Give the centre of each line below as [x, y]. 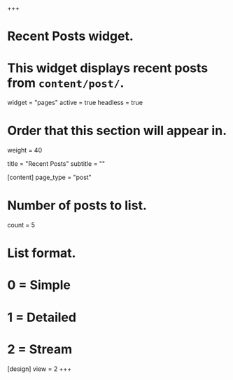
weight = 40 [25, 150]
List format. [42, 253]
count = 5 [21, 225]
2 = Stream [40, 349]
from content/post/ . [66, 83]
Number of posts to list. [77, 205]
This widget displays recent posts [108, 68]
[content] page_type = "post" [50, 177]
